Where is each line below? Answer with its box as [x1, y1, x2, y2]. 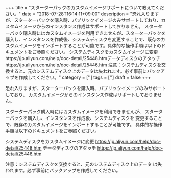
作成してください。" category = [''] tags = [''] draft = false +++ [18, 74, 152, 80]
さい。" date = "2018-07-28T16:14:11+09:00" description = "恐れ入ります [5, 11, 159, 17]
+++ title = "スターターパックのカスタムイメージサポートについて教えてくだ [5, 5, 164, 10]
